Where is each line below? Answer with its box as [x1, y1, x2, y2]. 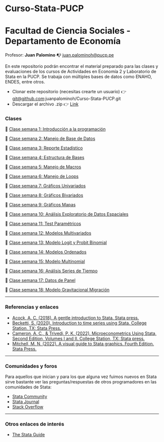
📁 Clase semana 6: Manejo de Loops [5, 174, 79, 180]
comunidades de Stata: [5, 384, 52, 390]
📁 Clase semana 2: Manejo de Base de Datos [5, 136, 96, 141]
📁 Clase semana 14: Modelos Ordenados [5, 249, 87, 255]
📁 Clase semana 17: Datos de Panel [5, 278, 76, 283]
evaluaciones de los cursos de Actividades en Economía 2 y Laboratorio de [5, 69, 157, 75]
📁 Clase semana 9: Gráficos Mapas [5, 202, 76, 208]
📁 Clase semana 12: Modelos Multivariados [5, 230, 92, 236]
